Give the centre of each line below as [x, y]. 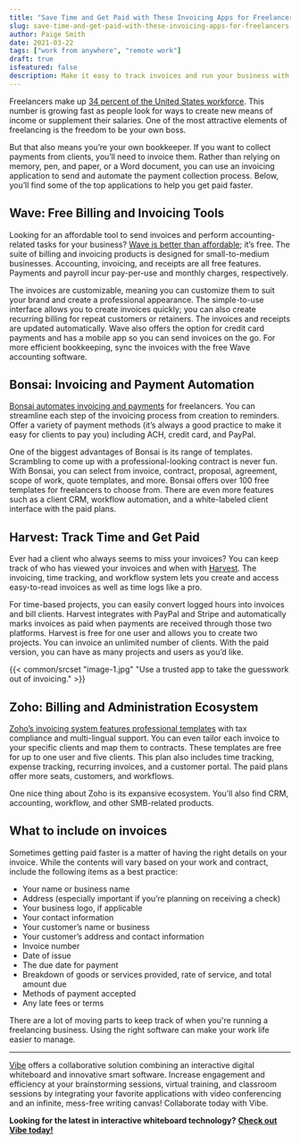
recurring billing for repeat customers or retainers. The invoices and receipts [150, 318]
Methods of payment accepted [79, 993]
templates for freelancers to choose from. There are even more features [142, 490]
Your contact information [68, 917]
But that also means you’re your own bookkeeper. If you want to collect [140, 147]
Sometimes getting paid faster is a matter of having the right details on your [148, 852]
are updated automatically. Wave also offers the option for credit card [137, 328]
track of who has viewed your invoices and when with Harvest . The [133, 568]
